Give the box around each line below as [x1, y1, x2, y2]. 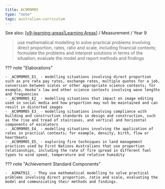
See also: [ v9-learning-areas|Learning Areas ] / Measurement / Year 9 [5, 30, 147, 36]
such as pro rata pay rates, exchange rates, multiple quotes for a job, [5, 79, 161, 84]
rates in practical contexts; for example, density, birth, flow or [5, 131, 149, 136]
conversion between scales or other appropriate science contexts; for [5, 83, 156, 88]
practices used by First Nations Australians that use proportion [5, 144, 145, 149]
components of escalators [5, 122, 58, 127]
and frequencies [5, 92, 39, 97]
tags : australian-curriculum [5, 16, 65, 21]
